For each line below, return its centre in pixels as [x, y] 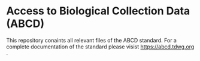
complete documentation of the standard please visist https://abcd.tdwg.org [100, 47]
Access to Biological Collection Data [98, 11]
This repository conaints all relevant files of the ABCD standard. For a [91, 40]
